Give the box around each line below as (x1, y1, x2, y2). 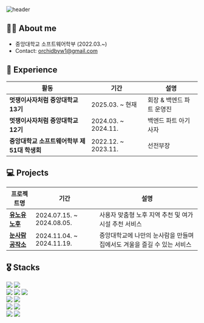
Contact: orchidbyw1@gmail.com (15, 47, 98, 54)
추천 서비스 (112, 220, 142, 228)
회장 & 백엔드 (148, 96, 183, 104)
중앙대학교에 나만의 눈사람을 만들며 (99, 231, 194, 240)
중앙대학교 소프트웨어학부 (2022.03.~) (15, 40, 107, 47)
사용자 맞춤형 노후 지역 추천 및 (99, 210, 181, 219)
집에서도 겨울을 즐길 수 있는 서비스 (99, 240, 192, 249)
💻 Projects (6, 168, 49, 178)
